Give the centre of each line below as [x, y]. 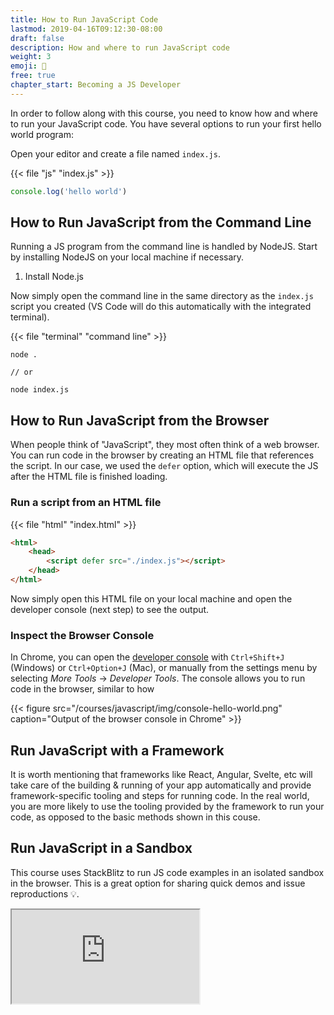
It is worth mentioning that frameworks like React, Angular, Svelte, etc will [161, 775]
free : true [33, 76]
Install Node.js [54, 277]
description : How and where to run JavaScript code [120, 47]
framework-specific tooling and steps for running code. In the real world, [160, 796]
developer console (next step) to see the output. [110, 609]
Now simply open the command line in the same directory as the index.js [162, 296]
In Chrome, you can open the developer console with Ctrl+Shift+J [147, 657]
